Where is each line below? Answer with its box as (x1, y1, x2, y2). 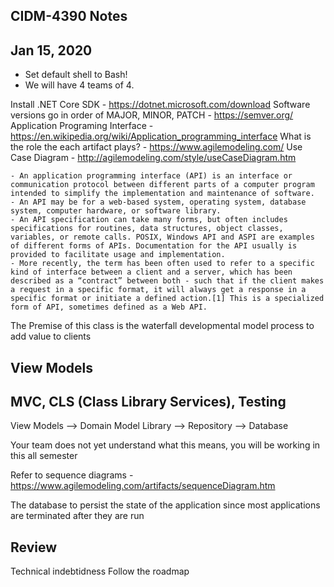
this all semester (10, 450, 78, 462)
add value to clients (10, 330, 92, 343)
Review (10, 539, 58, 556)
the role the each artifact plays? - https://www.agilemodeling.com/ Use (10, 141, 303, 153)
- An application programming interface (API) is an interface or (10, 171, 293, 181)
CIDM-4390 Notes (10, 8, 128, 25)
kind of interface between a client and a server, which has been (10, 267, 293, 278)
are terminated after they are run (10, 510, 145, 522)
